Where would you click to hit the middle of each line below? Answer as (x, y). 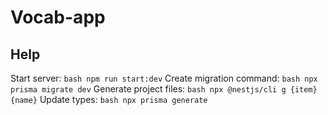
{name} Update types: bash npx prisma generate (109, 99)
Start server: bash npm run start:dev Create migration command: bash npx (164, 78)
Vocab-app (58, 17)
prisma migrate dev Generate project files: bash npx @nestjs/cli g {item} (164, 89)
